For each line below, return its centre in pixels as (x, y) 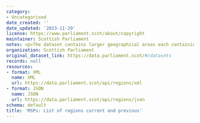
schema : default (26, 105)
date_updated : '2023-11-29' (41, 28)
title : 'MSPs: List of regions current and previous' (74, 111)
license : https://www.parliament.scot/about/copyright (76, 34)
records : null (24, 61)
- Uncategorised (26, 17)
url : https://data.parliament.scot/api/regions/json (78, 99)
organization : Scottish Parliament (50, 50)
